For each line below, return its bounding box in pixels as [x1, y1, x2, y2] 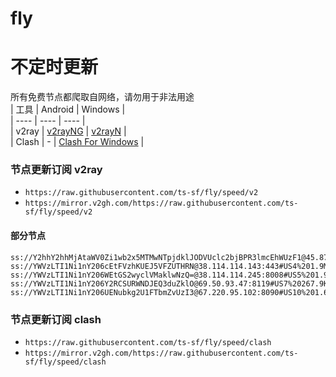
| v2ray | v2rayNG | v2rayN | [10, 125, 127, 137]
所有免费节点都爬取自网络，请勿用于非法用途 [10, 91, 195, 103]
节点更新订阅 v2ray [10, 163, 103, 177]
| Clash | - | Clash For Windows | [10, 136, 145, 148]
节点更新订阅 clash [10, 312, 102, 326]
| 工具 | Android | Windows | [10, 103, 126, 116]
